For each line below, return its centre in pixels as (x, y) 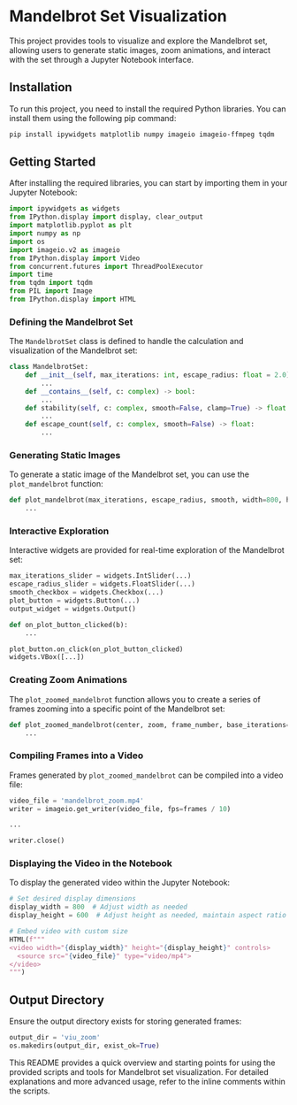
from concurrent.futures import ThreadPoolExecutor (106, 266)
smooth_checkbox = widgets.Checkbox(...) (87, 593)
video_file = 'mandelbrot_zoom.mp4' (76, 801)
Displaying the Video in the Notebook (91, 863)
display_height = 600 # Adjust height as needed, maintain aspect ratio (148, 916)
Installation (41, 87)
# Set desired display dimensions (73, 899)
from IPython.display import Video (75, 258)
